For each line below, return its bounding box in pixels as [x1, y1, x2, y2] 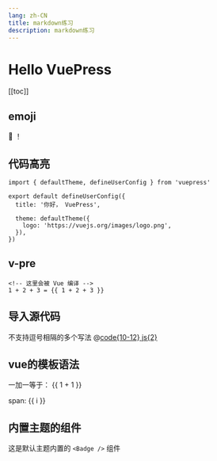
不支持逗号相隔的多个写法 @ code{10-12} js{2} [8, 332, 158, 341]
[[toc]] [8, 86, 29, 96]
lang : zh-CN [8, 11, 48, 20]
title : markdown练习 [8, 19, 74, 27]
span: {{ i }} [8, 396, 46, 406]
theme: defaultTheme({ [15, 215, 90, 223]
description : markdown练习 [8, 26, 95, 34]
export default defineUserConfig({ [8, 192, 126, 200]
